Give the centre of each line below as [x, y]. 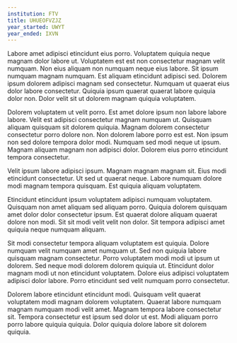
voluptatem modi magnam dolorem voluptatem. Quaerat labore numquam [114, 302]
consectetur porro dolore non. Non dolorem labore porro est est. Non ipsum [118, 135]
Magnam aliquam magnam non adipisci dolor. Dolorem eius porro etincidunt [118, 150]
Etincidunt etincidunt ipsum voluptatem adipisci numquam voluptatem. [110, 200]
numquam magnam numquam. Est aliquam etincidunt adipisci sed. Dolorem [117, 76]
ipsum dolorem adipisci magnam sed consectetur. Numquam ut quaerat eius [118, 84]
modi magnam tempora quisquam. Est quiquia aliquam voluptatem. [104, 186]
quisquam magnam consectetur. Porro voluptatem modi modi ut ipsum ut [114, 258]
